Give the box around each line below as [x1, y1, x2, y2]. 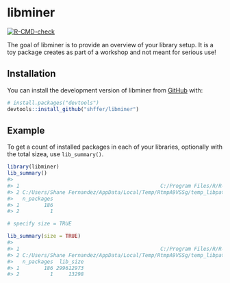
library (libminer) [7, 163, 60, 171]
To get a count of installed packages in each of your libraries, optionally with [7, 143, 223, 151]
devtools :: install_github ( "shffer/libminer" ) [7, 106, 139, 112]
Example [7, 125, 45, 136]
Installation [7, 68, 56, 79]
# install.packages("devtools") [7, 99, 99, 106]
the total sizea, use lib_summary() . [7, 150, 104, 158]
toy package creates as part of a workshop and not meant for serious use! [7, 48, 217, 56]
